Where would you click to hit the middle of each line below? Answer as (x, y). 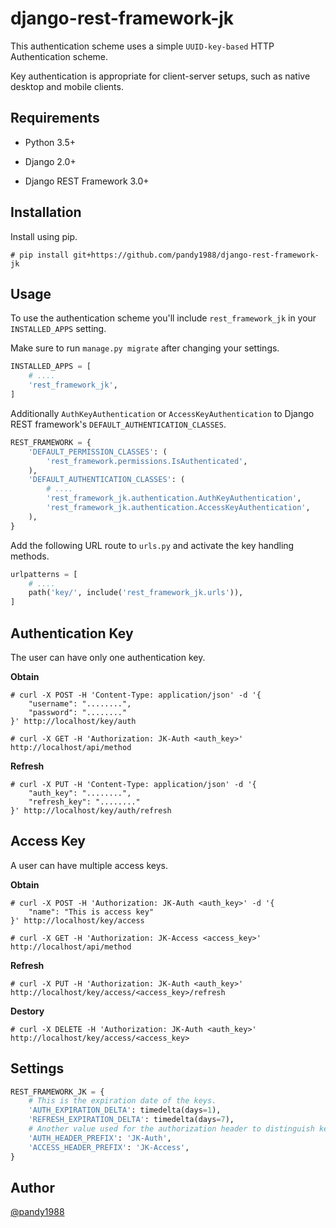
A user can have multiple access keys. (89, 865)
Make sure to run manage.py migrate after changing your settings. (145, 348)
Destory (27, 1011)
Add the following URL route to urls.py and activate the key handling (152, 545)
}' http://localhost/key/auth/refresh (91, 810)
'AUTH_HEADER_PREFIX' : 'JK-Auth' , (100, 1138)
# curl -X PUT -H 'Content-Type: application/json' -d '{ (133, 784)
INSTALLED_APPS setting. (58, 329)
